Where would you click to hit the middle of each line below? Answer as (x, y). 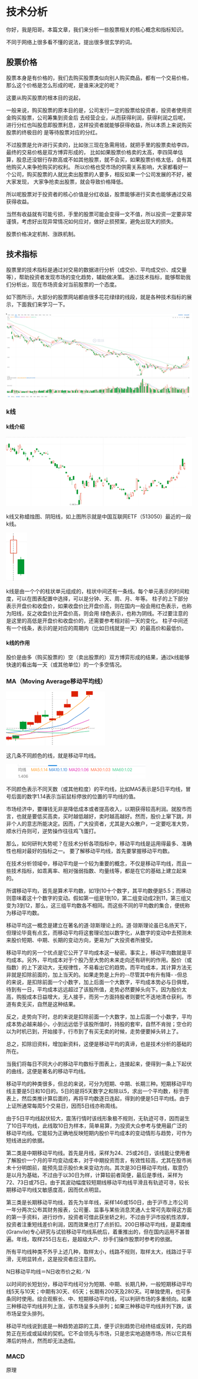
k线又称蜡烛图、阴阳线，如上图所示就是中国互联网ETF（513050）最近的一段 (99, 517)
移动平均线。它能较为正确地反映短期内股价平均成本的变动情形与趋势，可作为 (99, 1133)
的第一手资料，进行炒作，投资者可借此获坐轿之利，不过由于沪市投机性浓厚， (99, 1217)
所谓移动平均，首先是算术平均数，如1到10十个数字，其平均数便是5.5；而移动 (99, 890)
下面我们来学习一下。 (42, 304)
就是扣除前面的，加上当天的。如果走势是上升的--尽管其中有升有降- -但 (97, 974)
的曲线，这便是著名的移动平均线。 (47, 1071)
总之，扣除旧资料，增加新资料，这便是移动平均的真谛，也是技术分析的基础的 (99, 1044)
